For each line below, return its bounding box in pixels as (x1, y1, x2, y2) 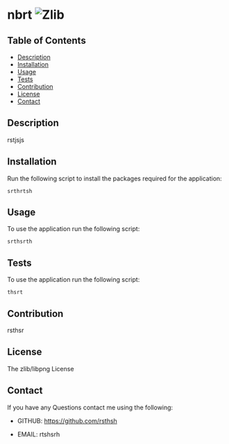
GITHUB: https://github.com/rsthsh (17, 416, 118, 425)
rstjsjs (7, 135, 24, 144)
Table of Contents (7, 35, 87, 46)
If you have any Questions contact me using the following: (7, 403, 173, 411)
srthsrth (7, 238, 33, 246)
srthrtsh (7, 187, 33, 194)
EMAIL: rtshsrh (17, 430, 60, 438)
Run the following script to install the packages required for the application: (7, 174, 222, 182)
